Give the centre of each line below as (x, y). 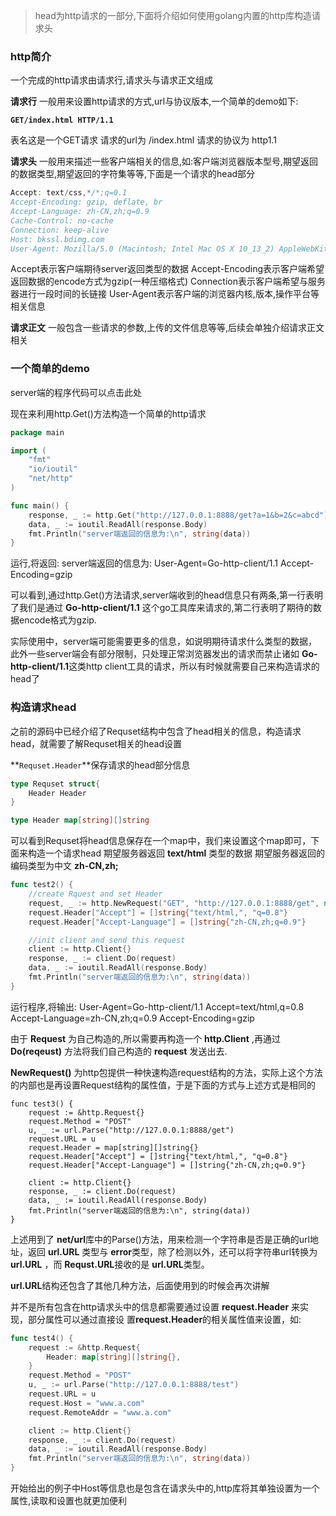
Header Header (57, 793)
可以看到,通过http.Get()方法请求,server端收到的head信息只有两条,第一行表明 (167, 595)
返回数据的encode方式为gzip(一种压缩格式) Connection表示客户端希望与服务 (168, 281)
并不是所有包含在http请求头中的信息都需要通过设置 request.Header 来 (155, 1306)
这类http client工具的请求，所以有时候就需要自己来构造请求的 (194, 666)
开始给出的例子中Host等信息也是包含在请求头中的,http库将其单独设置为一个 (165, 1488)
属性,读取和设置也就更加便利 (69, 1501)
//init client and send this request (107, 940)
